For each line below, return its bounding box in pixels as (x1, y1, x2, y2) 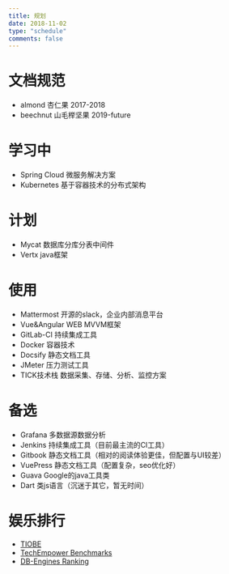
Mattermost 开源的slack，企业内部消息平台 (19, 309, 163, 319)
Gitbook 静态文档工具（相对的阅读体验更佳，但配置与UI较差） (19, 450, 227, 460)
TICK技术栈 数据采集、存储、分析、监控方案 (19, 370, 168, 380)
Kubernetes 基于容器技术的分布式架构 (19, 180, 146, 190)
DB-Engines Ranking (19, 556, 89, 566)
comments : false (8, 34, 63, 43)
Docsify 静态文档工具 (19, 350, 91, 359)
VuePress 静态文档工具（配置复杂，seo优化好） (19, 460, 180, 470)
